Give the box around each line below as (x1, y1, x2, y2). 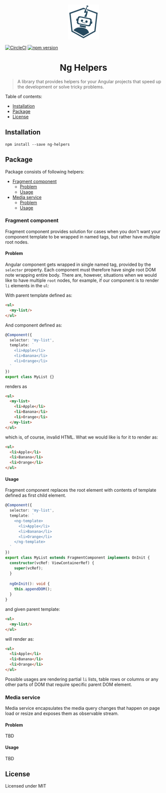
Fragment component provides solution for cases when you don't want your (5, 228, 161, 234)
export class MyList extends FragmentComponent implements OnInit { (5, 555, 150, 561)
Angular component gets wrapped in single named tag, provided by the (5, 261, 152, 268)
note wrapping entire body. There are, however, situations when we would (5, 272, 157, 278)
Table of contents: (5, 93, 42, 99)
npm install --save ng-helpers (5, 142, 70, 147)
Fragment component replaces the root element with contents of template (5, 487, 157, 493)
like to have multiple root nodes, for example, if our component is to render (5, 277, 159, 283)
